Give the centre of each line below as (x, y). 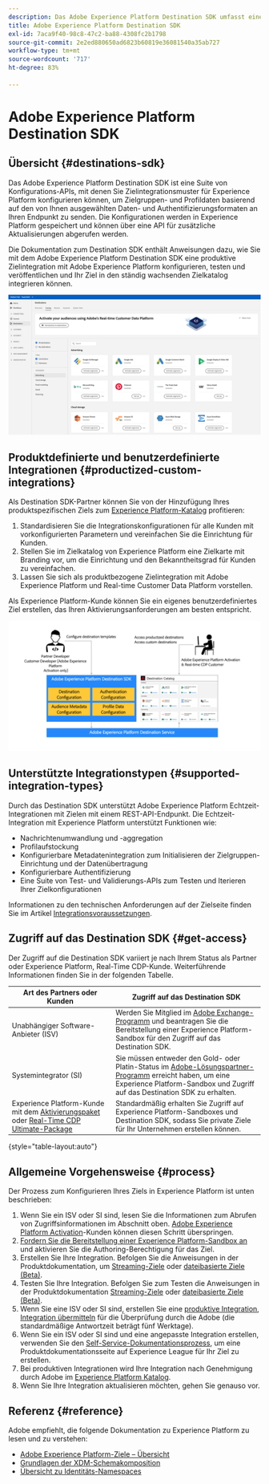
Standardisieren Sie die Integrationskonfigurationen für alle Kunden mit (137, 526)
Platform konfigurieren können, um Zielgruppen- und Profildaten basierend (132, 200)
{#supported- (205, 774)
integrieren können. (40, 283)
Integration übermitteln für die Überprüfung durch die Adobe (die (127, 1318)
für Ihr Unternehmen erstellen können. (179, 1129)
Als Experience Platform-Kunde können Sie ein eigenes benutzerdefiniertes (133, 601)
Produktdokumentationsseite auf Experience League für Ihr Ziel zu (129, 1352)
